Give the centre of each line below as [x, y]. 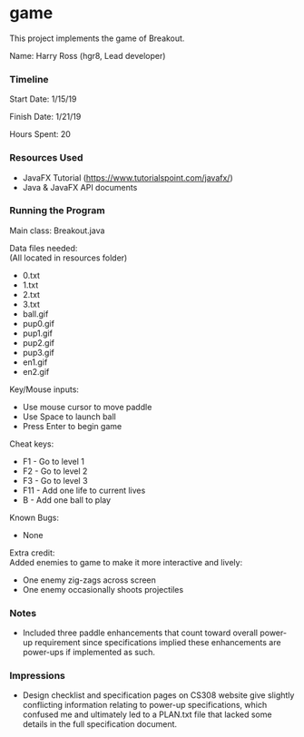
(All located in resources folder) [69, 258]
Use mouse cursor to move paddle [87, 407]
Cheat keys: [32, 444]
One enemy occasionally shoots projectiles [103, 589]
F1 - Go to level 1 [53, 461]
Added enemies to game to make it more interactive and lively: [126, 562]
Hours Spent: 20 [40, 134]
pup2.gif [38, 342]
